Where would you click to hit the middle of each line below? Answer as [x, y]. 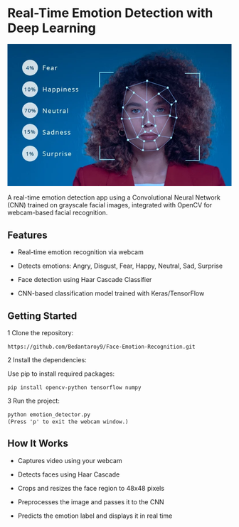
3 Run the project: [34, 401]
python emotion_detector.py [49, 415]
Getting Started [42, 316]
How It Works [38, 444]
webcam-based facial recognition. [58, 213]
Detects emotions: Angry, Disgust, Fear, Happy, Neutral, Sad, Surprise [120, 266]
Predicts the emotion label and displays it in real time [95, 516]
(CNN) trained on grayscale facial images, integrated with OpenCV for [110, 205]
